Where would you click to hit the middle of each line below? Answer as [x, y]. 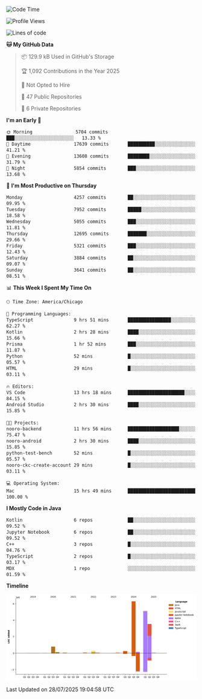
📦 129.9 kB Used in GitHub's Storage [68, 57]
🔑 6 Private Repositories [51, 108]
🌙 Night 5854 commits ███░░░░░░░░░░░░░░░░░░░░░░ [101, 168]
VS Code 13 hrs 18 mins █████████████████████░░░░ [101, 393]
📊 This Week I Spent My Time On [49, 288]
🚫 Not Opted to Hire [46, 85]
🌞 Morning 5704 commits [57, 132]
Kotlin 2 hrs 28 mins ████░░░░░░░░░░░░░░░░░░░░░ [101, 332]
